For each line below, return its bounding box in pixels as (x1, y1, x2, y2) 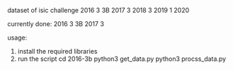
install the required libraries (17, 47, 98, 55)
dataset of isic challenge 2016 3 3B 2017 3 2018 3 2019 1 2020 (7, 6, 190, 14)
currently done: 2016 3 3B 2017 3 (7, 20, 105, 28)
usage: (7, 33, 28, 42)
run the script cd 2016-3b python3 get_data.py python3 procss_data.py (17, 54, 227, 63)
